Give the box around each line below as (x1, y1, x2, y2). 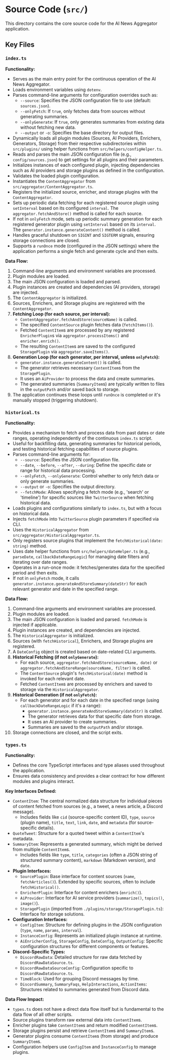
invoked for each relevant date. (20, 675, 85, 681)
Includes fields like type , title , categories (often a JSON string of (20, 852, 158, 858)
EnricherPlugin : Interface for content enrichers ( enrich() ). (20, 890, 143, 896)
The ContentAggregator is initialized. (12, 295, 88, 301)
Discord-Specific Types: (12, 949, 66, 955)
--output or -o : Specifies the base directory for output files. (20, 129, 144, 135)
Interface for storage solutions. (20, 911, 85, 917)
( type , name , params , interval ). (20, 927, 82, 933)
